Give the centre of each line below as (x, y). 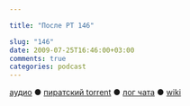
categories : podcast (48, 67)
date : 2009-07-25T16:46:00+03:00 (72, 50)
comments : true (38, 58)
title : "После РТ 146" (52, 25)
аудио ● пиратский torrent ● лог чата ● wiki (95, 93)
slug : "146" (32, 41)
